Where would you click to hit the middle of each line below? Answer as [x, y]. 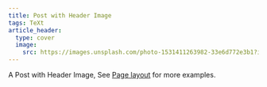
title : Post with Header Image [60, 15]
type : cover [35, 38]
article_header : [35, 30]
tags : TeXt [26, 23]
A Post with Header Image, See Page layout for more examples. [112, 75]
